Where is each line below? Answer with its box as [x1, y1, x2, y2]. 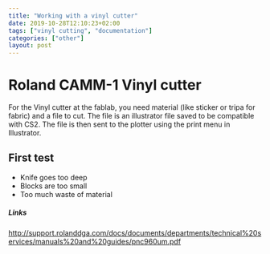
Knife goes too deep [19, 172, 88, 182]
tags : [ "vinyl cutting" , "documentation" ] [8, 26, 153, 34]
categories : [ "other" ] [8, 34, 84, 42]
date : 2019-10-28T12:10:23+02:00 [8, 19, 121, 27]
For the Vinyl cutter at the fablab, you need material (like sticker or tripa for [8, 103, 256, 112]
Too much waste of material [19, 189, 112, 199]
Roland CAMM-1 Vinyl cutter [8, 76, 202, 95]
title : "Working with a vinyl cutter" [8, 11, 138, 20]
